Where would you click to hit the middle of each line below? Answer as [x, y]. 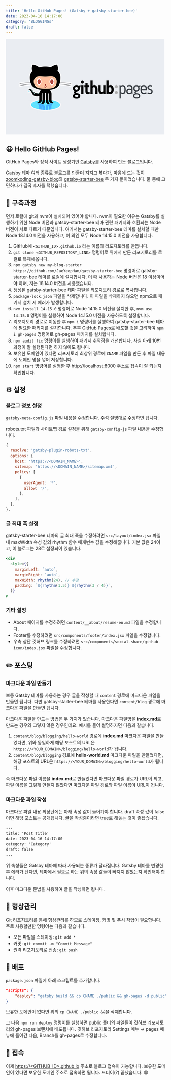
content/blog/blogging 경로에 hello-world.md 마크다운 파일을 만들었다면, [88, 755]
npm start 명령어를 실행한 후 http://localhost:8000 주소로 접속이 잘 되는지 [87, 366]
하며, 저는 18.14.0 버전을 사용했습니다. [56, 283]
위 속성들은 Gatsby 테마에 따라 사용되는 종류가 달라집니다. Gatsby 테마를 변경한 [85, 865]
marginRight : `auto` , [38, 575]
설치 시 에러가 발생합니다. [48, 302]
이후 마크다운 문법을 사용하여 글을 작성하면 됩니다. [55, 889]
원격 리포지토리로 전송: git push [45, 950]
